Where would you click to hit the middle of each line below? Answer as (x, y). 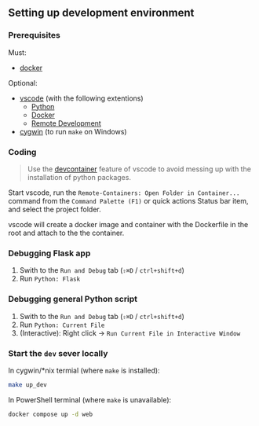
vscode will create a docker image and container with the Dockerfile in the (128, 224)
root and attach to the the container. (66, 233)
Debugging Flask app (49, 253)
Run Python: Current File (62, 325)
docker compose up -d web (50, 414)
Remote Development (66, 123)
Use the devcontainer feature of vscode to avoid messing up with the (139, 169)
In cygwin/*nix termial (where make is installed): (84, 370)
